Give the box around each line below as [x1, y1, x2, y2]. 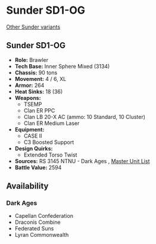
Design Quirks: [14, 145, 53, 152]
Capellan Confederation [14, 212, 73, 220]
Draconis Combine [14, 218, 61, 226]
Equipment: [14, 126, 45, 133]
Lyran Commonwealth [14, 232, 69, 239]
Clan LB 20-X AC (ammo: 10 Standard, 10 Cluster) [23, 113, 146, 120]
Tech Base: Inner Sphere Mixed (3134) [14, 62, 110, 70]
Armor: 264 [14, 82, 45, 89]
